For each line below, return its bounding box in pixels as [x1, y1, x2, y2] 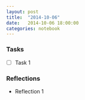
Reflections [6, 74, 41, 83]
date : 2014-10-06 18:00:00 [6, 20, 79, 26]
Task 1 [14, 59, 31, 66]
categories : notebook [6, 25, 60, 32]
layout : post [6, 8, 39, 15]
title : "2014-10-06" [6, 14, 60, 20]
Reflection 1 [14, 87, 44, 95]
